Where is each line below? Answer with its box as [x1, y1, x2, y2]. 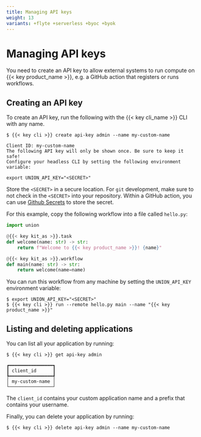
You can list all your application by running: [6, 340, 115, 347]
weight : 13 [6, 15, 34, 21]
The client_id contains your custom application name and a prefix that [6, 395, 185, 402]
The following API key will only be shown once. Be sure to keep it [6, 148, 184, 155]
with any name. [6, 120, 44, 128]
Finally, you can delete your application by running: [6, 413, 135, 420]
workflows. [6, 80, 35, 87]
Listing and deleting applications [6, 323, 133, 334]
